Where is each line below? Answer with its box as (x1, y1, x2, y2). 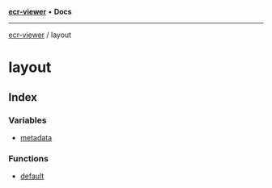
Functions (8, 152, 49, 164)
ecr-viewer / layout (8, 30, 71, 40)
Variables (8, 115, 47, 126)
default (19, 171, 45, 181)
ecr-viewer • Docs (8, 7, 72, 16)
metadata (19, 132, 53, 142)
